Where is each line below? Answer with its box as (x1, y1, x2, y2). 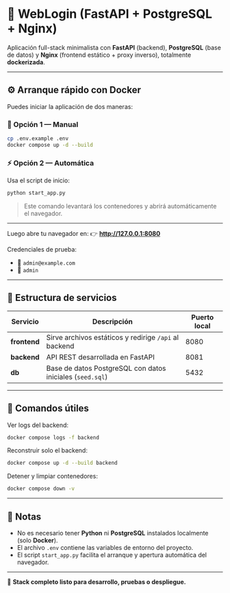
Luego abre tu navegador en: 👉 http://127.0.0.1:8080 (7, 229, 161, 237)
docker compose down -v (7, 485, 75, 492)
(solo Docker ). (16, 536, 58, 544)
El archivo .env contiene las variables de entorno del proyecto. (16, 544, 194, 552)
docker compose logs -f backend (7, 434, 99, 441)
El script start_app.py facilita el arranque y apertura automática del (16, 551, 207, 559)
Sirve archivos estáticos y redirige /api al (46, 332, 179, 342)
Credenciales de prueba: (7, 245, 77, 253)
